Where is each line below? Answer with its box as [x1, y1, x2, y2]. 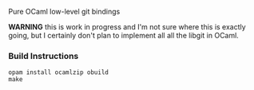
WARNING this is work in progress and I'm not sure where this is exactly [8, 22, 246, 31]
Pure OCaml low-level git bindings [8, 7, 121, 16]
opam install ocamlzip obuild [8, 68, 109, 76]
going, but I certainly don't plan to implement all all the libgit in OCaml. [8, 31, 240, 40]
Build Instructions [8, 50, 79, 61]
